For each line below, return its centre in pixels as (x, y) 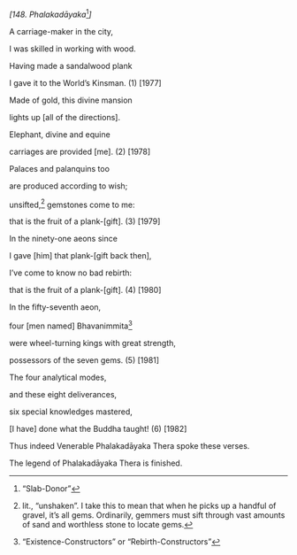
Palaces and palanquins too (60, 168)
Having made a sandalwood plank (71, 66)
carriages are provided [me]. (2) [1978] (80, 151)
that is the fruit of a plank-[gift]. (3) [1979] (85, 221)
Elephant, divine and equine (60, 134)
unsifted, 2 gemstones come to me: (72, 204)
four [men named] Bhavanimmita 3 (71, 325)
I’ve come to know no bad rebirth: (71, 273)
